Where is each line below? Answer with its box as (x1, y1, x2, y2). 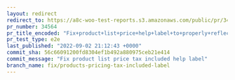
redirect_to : (6, 17, 45, 24)
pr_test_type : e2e (6, 36, 60, 43)
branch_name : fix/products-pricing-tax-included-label (6, 62, 170, 69)
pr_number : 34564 (6, 23, 58, 30)
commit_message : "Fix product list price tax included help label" (6, 56, 208, 63)
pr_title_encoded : (6, 29, 60, 37)
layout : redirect (6, 10, 58, 17)
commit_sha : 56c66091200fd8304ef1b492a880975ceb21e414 (6, 49, 170, 56)
